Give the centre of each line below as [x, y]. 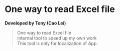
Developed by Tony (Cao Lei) [35, 23]
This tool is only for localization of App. [57, 43]
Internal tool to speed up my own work [57, 38]
